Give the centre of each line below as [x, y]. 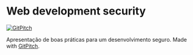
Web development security [76, 11]
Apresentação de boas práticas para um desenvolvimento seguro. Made [96, 39]
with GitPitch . [23, 46]
